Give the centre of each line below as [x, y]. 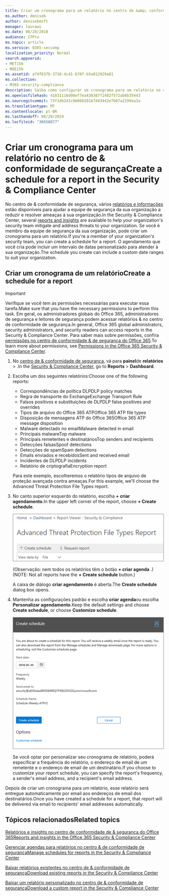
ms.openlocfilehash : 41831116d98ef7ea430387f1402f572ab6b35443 [73, 96]
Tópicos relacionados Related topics [63, 820]
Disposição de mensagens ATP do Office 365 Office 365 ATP [83, 418]
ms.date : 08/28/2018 [27, 32]
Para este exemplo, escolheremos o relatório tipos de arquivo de [79, 476]
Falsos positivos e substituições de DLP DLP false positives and [85, 402]
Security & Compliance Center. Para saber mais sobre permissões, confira [82, 335]
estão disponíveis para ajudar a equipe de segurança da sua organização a [83, 209]
